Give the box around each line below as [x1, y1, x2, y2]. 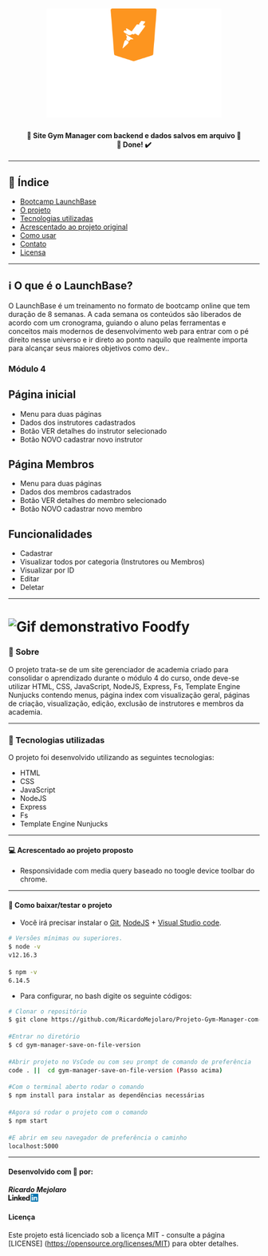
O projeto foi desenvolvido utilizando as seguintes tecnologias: [8, 752, 215, 762]
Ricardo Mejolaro [8, 1184, 67, 1194]
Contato [19, 239, 47, 248]
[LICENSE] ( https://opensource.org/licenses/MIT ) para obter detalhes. [8, 1238, 239, 1248]
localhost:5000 [8, 1142, 59, 1150]
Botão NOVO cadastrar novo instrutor [19, 434, 144, 444]
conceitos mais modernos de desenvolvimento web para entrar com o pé [8, 326, 249, 335]
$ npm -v [8, 968, 37, 976]
